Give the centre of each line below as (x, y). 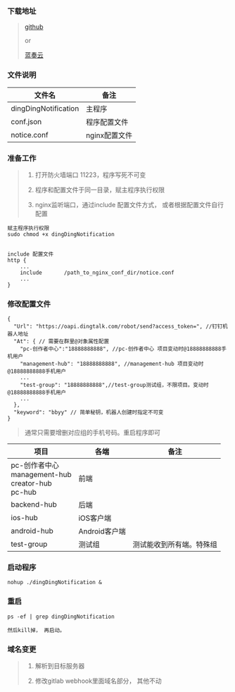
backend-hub (34, 505)
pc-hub (24, 493)
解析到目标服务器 (60, 666)
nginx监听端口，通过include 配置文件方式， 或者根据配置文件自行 (129, 204)
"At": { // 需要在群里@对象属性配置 (62, 342)
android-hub (32, 531)
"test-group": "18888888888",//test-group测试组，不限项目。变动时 (114, 385)
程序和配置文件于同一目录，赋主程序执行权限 (100, 190)
